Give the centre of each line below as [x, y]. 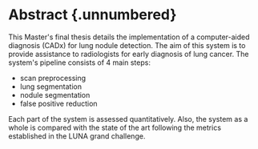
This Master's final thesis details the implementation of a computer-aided [129, 37]
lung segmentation [51, 87]
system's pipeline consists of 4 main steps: [79, 62]
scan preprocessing [53, 78]
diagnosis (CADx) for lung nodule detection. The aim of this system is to [127, 45]
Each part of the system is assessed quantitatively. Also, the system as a [128, 119]
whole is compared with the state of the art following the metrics [115, 127]
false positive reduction [58, 103]
